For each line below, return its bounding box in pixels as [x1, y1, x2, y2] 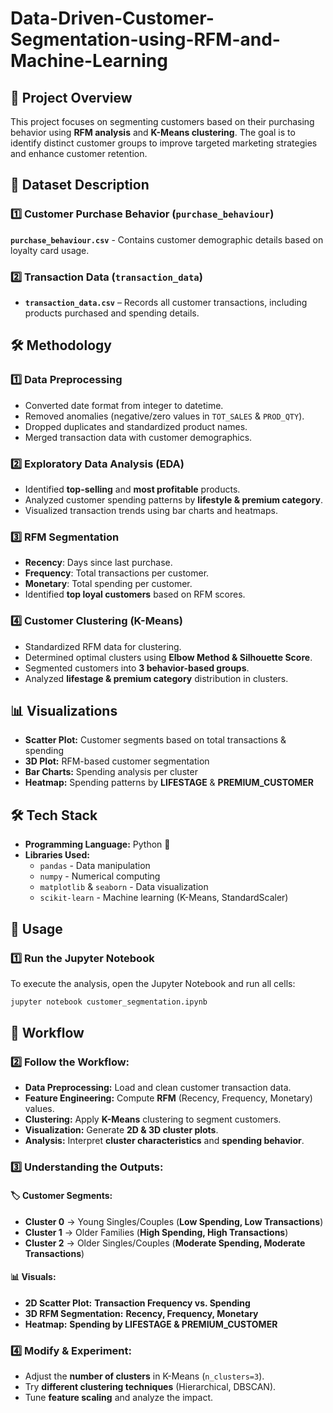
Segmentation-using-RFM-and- [10, 28, 281, 51]
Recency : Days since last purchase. [24, 557, 173, 569]
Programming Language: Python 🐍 [24, 838, 171, 851]
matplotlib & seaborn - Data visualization [39, 881, 209, 893]
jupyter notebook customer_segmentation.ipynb [10, 997, 208, 1007]
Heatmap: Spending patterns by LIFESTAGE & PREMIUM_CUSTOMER [24, 777, 315, 789]
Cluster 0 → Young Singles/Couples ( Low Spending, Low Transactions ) [24, 1215, 324, 1227]
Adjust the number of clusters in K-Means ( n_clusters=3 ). [24, 1370, 265, 1382]
